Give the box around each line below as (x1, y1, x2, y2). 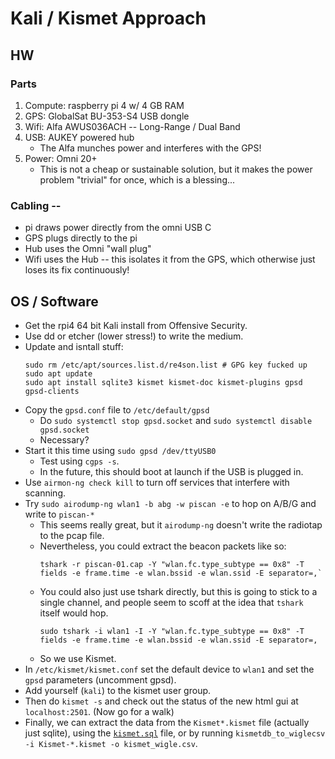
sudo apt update (24, 368, 93, 379)
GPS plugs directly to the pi (24, 232, 138, 244)
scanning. (24, 487, 67, 499)
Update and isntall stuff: (24, 340, 124, 352)
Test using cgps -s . (39, 455, 120, 467)
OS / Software (10, 293, 99, 310)
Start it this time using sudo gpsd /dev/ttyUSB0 (24, 444, 217, 456)
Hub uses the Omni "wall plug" (24, 243, 152, 255)
